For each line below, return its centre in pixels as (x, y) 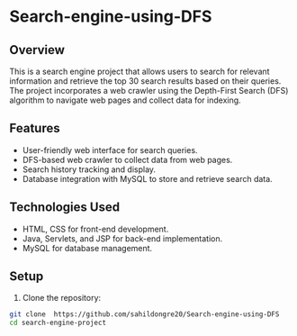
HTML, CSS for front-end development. (95, 229)
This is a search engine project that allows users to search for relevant (139, 71)
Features (35, 128)
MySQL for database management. (87, 248)
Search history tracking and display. (89, 169)
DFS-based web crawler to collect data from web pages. (127, 159)
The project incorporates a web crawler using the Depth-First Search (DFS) (149, 91)
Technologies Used (64, 208)
